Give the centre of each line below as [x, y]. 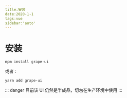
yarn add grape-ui [24, 81]
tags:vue [14, 18]
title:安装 [15, 9]
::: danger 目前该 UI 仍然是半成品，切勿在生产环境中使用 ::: [64, 90]
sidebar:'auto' [20, 23]
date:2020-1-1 [19, 14]
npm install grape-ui [27, 62]
